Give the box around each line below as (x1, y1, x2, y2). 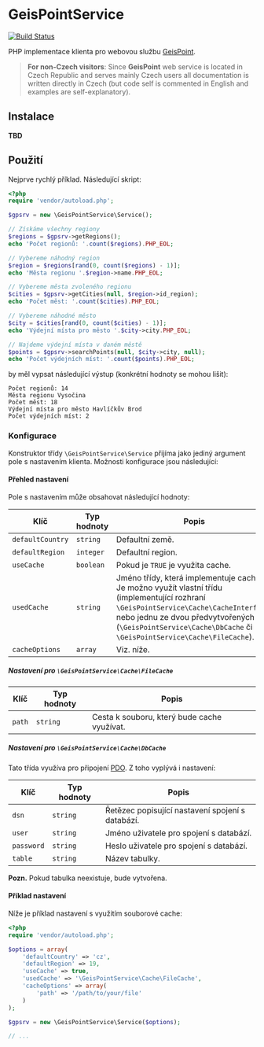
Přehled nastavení (8, 474, 69, 485)
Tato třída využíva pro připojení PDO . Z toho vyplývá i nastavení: (8, 763, 216, 772)
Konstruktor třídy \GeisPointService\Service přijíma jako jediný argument (8, 448, 246, 458)
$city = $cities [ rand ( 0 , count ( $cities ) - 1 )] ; (8, 319, 167, 327)
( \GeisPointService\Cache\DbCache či (116, 621, 253, 632)
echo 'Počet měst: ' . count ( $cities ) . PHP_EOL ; (8, 297, 159, 306)
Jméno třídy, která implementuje (116, 572, 236, 583)
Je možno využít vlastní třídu (116, 582, 222, 593)
